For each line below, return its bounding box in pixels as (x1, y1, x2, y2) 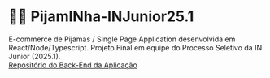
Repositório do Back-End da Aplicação (8, 60, 138, 70)
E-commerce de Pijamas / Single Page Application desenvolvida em (8, 34, 236, 44)
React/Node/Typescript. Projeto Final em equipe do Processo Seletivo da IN (8, 42, 263, 52)
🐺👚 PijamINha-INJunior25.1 (8, 7, 194, 26)
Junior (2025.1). (8, 51, 61, 61)
